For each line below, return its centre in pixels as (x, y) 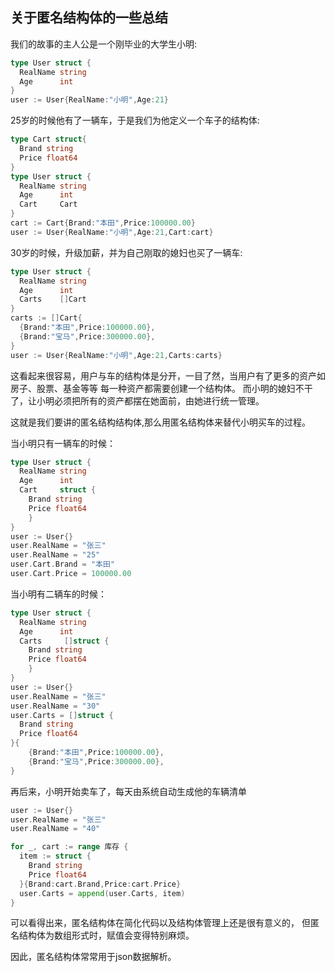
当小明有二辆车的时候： (58, 594)
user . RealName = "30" (55, 706)
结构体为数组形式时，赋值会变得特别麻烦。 (106, 935)
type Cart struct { (48, 139)
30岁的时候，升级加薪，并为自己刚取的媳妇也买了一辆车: (126, 252)
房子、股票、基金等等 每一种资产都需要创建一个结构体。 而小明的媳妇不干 (161, 388)
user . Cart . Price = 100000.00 (71, 574)
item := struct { (55, 856)
